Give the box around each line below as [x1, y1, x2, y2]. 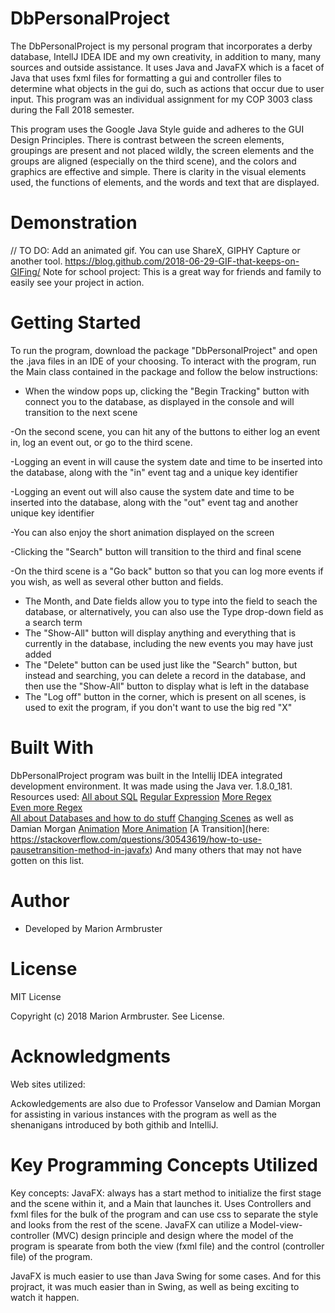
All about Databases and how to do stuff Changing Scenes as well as [10, 812, 294, 824]
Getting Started [10, 312, 142, 334]
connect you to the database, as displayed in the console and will [24, 395, 295, 407]
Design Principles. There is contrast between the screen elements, [10, 133, 285, 146]
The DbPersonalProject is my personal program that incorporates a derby [10, 40, 313, 52]
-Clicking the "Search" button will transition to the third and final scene [10, 545, 302, 557]
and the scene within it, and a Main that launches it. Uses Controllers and [10, 1197, 312, 1209]
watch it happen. [10, 1291, 80, 1303]
